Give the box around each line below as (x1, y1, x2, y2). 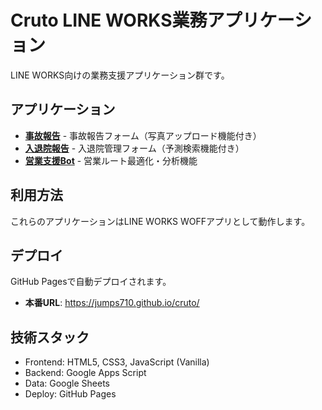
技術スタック (10, 329, 90, 346)
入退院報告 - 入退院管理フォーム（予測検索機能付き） (24, 142, 245, 154)
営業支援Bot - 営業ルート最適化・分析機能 (24, 154, 198, 166)
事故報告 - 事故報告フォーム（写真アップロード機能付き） (24, 129, 262, 141)
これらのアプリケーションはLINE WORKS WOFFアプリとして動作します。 (10, 215, 311, 227)
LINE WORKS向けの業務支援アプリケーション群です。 (10, 69, 230, 81)
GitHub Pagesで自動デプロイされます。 (10, 276, 172, 288)
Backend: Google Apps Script (24, 367, 147, 379)
